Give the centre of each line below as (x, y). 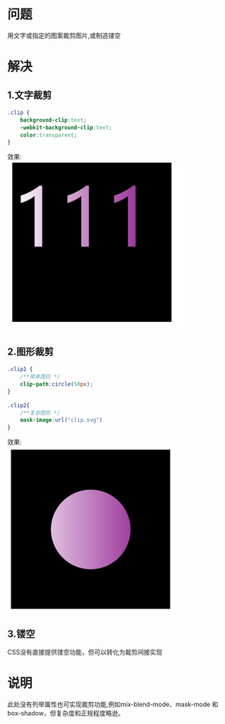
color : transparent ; (49, 135)
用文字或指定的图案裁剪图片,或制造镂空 (64, 35)
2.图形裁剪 (31, 351)
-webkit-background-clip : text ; (66, 127)
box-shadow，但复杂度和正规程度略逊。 (66, 713)
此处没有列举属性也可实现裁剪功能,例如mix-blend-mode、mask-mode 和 (113, 704)
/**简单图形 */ (40, 377)
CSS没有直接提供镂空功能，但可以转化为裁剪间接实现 (85, 652)
